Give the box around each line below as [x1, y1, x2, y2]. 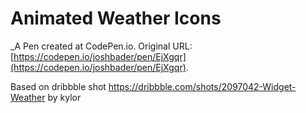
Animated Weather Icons [10, 7, 222, 30]
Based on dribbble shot [10, 80, 107, 92]
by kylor [47, 91, 82, 103]
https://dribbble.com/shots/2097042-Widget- [108, 80, 297, 92]
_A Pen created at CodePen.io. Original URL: [10, 40, 193, 52]
